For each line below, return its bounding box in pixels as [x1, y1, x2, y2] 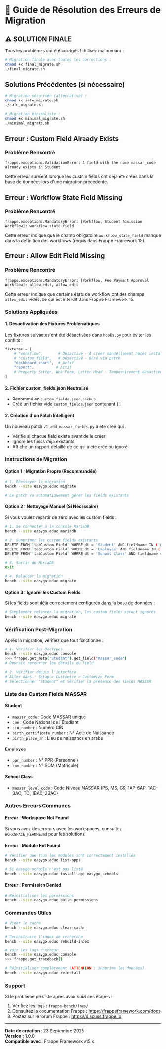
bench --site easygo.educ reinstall [5, 970, 81, 976]
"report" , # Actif [14, 365, 72, 370]
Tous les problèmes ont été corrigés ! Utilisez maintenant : [5, 48, 124, 53]
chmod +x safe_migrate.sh [5, 98, 58, 103]
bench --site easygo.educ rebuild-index [5, 939, 90, 944]
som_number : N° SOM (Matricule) [12, 762, 79, 768]
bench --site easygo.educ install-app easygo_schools [5, 871, 119, 876]
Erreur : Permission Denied [5, 882, 62, 888]
